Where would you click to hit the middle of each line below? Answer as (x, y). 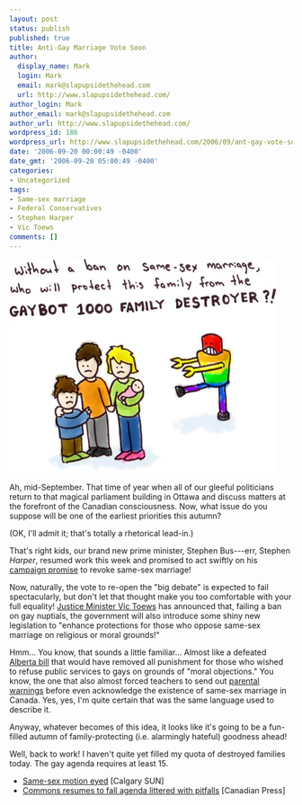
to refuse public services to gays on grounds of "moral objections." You (142, 671)
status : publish (40, 28)
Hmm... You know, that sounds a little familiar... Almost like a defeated (138, 652)
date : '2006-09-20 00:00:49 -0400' (76, 152)
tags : (19, 190)
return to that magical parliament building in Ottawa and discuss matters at (147, 496)
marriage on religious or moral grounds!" (84, 634)
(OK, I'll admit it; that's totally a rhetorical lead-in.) (102, 533)
